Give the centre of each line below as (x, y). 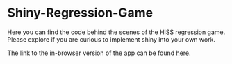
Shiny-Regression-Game (80, 13)
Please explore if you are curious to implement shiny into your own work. (111, 39)
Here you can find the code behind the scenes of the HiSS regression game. (116, 32)
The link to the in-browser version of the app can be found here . (99, 53)
